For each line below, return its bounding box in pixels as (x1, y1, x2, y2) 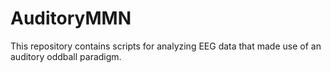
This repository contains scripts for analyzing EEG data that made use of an (10, 40, 322, 52)
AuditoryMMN (10, 7, 132, 30)
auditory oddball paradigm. (10, 50, 122, 62)
